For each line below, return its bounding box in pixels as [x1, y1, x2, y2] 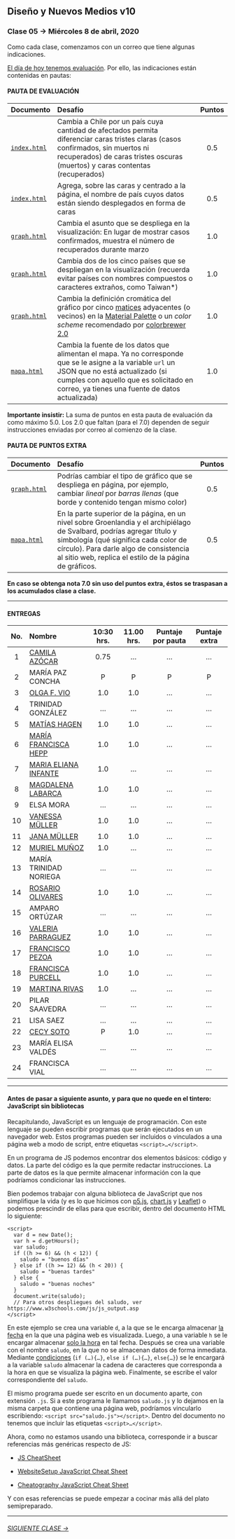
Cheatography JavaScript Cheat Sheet [17, 1480, 129, 1489]
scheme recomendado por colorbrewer [57, 320, 187, 329]
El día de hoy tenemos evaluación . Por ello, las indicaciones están [7, 63, 197, 72]
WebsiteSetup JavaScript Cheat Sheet [17, 1467, 128, 1475]
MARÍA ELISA [29, 1039, 73, 1048]
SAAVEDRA [29, 1004, 67, 1014]
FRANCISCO [29, 944, 71, 954]
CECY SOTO [29, 1027, 70, 1037]
